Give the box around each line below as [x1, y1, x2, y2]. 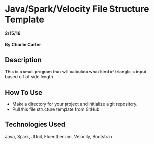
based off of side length [5, 74, 54, 80]
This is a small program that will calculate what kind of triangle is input [5, 69, 147, 74]
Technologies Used [5, 120, 65, 129]
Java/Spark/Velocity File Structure [5, 3, 149, 15]
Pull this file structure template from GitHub [12, 106, 100, 112]
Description [5, 55, 42, 64]
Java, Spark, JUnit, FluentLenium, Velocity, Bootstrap [5, 133, 112, 139]
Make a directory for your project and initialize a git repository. [12, 101, 138, 107]
